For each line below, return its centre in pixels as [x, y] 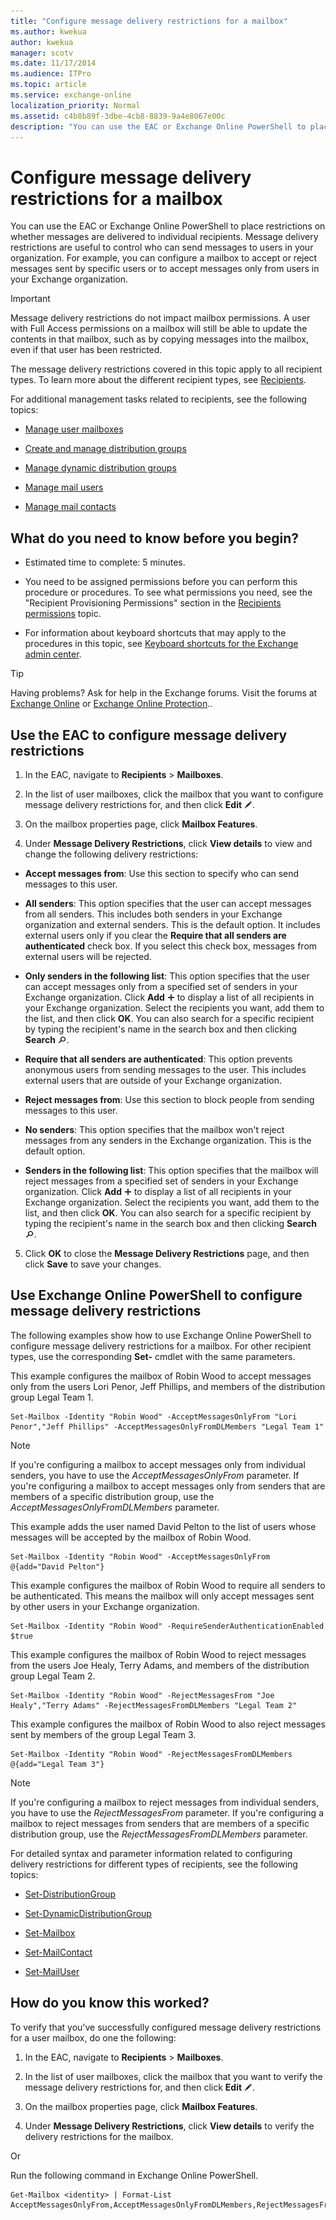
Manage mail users [64, 487]
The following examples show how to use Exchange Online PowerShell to [161, 1335]
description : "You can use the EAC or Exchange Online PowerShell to [158, 126]
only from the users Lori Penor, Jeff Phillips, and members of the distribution [168, 1386]
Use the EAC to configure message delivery [149, 735]
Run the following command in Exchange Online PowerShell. [134, 2175]
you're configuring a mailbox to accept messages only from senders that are [168, 1486]
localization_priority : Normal [75, 105]
